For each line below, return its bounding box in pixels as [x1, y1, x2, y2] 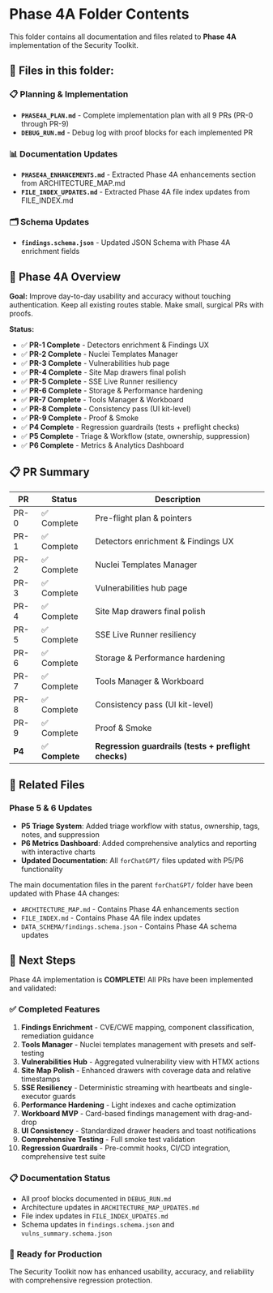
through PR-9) [20, 118, 70, 128]
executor [20, 1091, 51, 1101]
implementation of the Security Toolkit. [9, 40, 139, 49]
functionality [20, 864, 63, 874]
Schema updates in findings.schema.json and [20, 1219, 175, 1229]
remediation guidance [20, 1031, 94, 1041]
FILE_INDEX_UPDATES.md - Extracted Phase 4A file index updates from [20, 187, 250, 196]
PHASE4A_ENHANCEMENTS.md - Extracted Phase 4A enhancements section [20, 170, 256, 179]
